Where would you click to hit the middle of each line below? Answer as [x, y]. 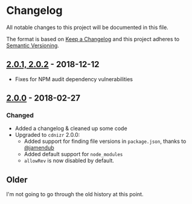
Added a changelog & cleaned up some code [71, 128]
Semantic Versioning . [33, 45]
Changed [20, 116]
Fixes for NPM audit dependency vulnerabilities [74, 79]
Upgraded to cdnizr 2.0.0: [47, 135]
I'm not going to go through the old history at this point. [75, 194]
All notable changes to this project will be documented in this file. [88, 27]
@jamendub [39, 148]
